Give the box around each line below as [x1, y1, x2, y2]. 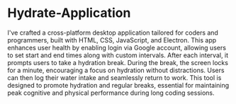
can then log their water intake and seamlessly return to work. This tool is [7, 73, 222, 82]
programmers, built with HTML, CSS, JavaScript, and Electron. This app [7, 35, 217, 44]
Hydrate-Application [7, 5, 131, 21]
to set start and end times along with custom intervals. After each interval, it [7, 51, 229, 59]
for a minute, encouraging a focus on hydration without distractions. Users [7, 66, 225, 74]
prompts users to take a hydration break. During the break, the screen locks [7, 58, 229, 67]
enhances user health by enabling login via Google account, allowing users [7, 43, 227, 52]
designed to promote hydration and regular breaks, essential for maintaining [7, 81, 230, 89]
